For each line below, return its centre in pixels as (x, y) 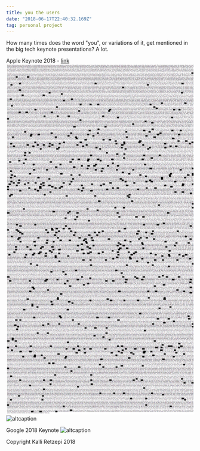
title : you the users (33, 13)
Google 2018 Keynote (33, 430)
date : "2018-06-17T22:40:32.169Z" (49, 19)
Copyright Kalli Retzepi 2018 (41, 441)
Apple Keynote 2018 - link (38, 61)
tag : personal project (34, 25)
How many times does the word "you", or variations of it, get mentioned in (97, 43)
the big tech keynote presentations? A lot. (57, 49)
